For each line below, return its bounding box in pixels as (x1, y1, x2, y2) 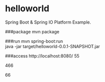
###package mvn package (5, 28, 60, 34)
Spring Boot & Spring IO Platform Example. (5, 19, 91, 25)
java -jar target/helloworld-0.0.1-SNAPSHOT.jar (5, 43, 100, 49)
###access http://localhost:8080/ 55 (5, 53, 79, 59)
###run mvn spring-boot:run (5, 38, 63, 44)
